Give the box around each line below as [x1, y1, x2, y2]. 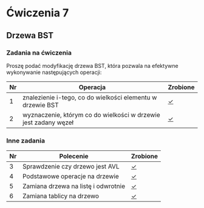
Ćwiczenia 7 [6, 6, 69, 20]
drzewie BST [22, 101, 59, 109]
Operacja [78, 82, 106, 91]
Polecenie [59, 152, 89, 161]
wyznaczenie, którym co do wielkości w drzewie [22, 110, 161, 119]
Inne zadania [6, 136, 46, 145]
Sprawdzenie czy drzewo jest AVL [22, 163, 120, 171]
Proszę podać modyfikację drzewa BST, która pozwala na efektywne [6, 62, 178, 69]
